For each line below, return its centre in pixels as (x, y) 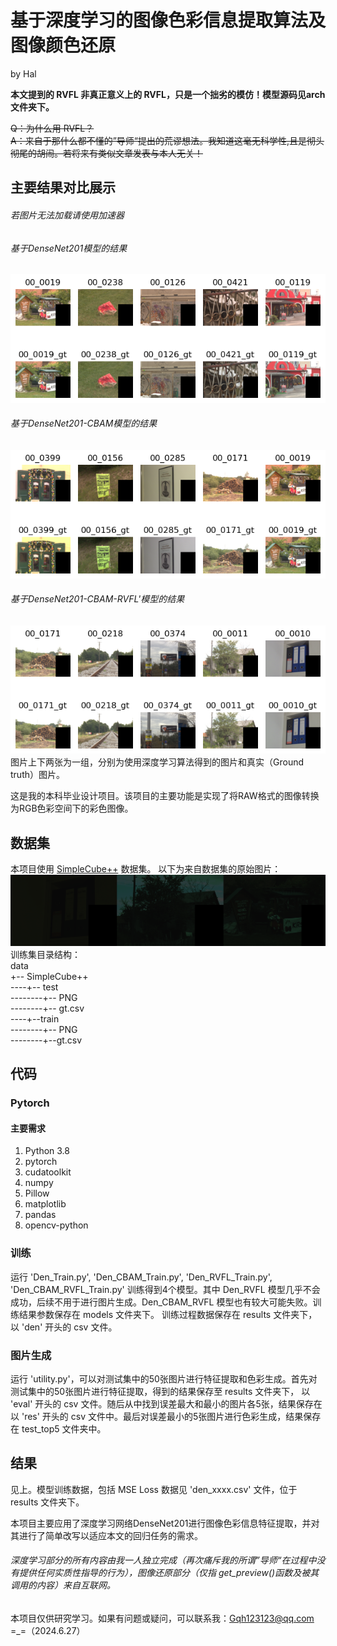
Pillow (37, 1193)
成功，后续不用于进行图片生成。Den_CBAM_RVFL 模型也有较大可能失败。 (161, 1302)
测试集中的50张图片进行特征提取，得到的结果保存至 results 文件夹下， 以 (160, 1392)
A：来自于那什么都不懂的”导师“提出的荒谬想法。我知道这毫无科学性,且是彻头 (167, 140)
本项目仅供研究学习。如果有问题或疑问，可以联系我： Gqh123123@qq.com (162, 1618)
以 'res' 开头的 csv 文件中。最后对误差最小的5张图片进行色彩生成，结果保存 (166, 1417)
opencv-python (56, 1225)
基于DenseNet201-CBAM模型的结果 (84, 423)
